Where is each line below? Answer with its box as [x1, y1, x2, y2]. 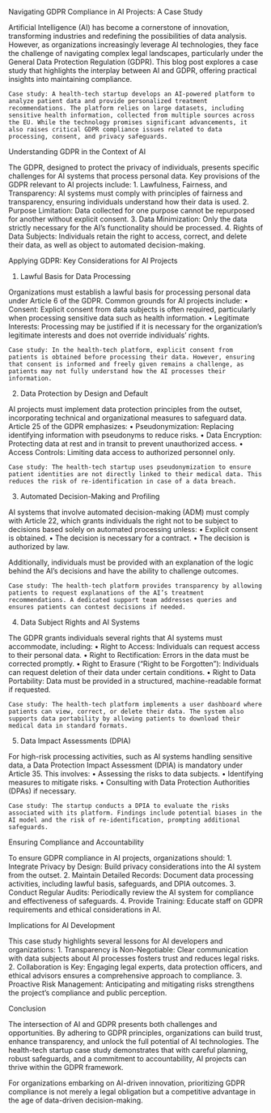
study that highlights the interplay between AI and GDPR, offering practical [8, 66, 257, 75]
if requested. [8, 685, 51, 694]
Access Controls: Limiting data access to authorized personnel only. [8, 448, 235, 457]
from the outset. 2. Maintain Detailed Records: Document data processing [8, 870, 254, 879]
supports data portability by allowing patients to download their [8, 715, 241, 723]
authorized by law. [8, 542, 70, 551]
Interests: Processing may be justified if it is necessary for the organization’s [8, 322, 263, 331]
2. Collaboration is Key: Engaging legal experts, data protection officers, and [8, 962, 263, 972]
